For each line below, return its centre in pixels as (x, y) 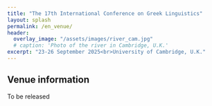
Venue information (48, 80)
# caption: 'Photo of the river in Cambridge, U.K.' (91, 45)
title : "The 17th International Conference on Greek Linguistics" (105, 13)
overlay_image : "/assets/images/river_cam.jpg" (83, 39)
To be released (28, 96)
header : (18, 33)
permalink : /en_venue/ (40, 26)
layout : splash (29, 20)
